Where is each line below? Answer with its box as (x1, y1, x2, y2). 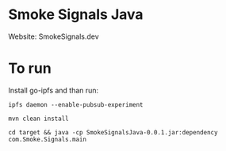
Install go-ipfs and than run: (8, 85, 99, 95)
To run (8, 59, 52, 77)
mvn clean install (8, 115, 69, 123)
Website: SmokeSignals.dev (8, 32, 99, 41)
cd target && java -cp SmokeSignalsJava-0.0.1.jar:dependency (8, 128, 218, 136)
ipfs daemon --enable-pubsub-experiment (8, 100, 144, 108)
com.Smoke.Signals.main (8, 135, 87, 143)
